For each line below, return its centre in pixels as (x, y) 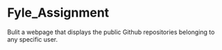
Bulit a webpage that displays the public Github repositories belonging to (111, 32)
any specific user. (33, 39)
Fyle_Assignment (58, 13)
